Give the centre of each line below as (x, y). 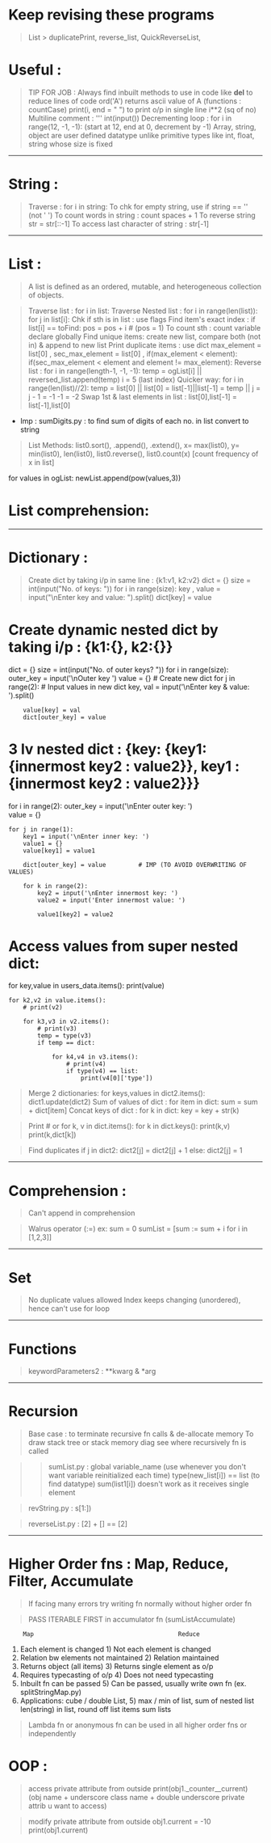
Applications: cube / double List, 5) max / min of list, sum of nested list (137, 1701)
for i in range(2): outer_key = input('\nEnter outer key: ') (100, 805)
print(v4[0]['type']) (117, 1078)
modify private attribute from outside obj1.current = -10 (119, 1822)
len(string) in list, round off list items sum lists (96, 1710)
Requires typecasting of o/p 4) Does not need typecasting (117, 1675)
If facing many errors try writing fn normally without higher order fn (140, 1604)
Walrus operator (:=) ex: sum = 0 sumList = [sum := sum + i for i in (138, 1229)
